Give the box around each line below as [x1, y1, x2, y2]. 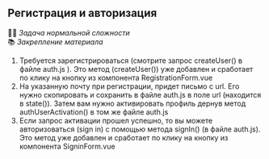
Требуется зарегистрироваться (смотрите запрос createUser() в [19, 56, 243, 65]
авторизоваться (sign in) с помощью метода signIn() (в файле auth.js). [19, 124, 261, 134]
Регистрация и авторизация [7, 6, 158, 20]
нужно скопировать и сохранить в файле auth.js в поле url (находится [19, 90, 262, 99]
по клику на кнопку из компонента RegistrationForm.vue [19, 73, 213, 82]
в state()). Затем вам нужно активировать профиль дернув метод [19, 98, 246, 108]
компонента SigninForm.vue [19, 141, 116, 151]
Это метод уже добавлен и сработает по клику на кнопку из [19, 132, 229, 142]
